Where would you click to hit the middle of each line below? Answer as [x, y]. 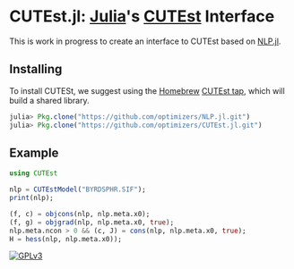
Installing [36, 69]
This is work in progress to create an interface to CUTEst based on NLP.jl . [145, 41]
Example [34, 152]
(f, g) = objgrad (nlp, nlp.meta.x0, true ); [92, 222]
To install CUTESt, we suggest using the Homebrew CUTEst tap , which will [147, 90]
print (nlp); [31, 198]
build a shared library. [49, 100]
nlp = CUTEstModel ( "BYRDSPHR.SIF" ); [78, 189]
